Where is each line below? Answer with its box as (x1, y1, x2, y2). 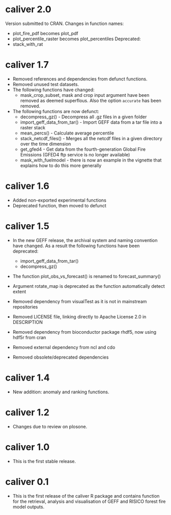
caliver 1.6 (5, 180, 49, 192)
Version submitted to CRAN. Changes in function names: (5, 20, 124, 26)
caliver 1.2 (5, 406, 50, 418)
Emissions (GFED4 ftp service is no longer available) (20, 151, 130, 157)
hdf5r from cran (12, 334, 46, 340)
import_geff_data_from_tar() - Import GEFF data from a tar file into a (20, 119, 162, 125)
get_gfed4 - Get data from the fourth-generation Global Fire (20, 146, 146, 152)
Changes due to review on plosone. (12, 423, 88, 429)
